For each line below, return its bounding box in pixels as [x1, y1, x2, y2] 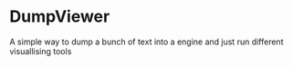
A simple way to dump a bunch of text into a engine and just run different [9, 36, 284, 47]
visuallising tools [9, 45, 72, 56]
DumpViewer [9, 6, 110, 27]
